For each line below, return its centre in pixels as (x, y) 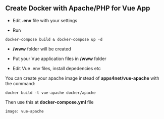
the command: (20, 83)
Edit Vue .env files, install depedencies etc (57, 68)
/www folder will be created (42, 49)
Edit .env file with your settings (45, 20)
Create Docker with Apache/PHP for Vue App (78, 8)
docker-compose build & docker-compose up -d (54, 39)
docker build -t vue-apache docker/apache (50, 93)
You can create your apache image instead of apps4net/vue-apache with (83, 78)
